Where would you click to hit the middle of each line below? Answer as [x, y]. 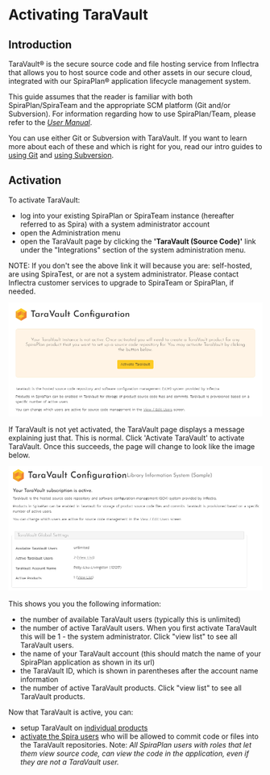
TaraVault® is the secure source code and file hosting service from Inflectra [134, 64]
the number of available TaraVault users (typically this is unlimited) [130, 619]
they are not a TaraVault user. [69, 762]
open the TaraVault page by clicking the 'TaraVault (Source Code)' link [138, 241]
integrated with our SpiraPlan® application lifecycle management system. [130, 81]
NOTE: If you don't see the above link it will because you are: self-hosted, [130, 265]
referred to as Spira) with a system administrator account [115, 224]
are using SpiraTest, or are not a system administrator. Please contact [124, 274]
